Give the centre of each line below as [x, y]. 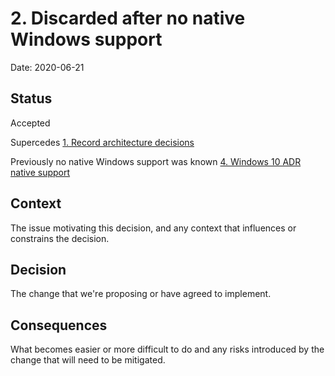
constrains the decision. [60, 238]
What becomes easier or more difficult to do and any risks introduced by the [167, 349]
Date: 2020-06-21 [47, 67]
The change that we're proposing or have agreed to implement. [141, 294]
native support [40, 172]
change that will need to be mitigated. [88, 360]
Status [31, 98]
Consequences [59, 325]
